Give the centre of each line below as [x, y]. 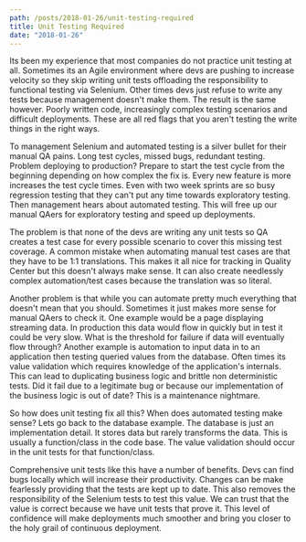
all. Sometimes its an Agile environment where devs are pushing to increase [152, 70]
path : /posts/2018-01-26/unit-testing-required [102, 18]
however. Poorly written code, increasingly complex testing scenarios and [148, 110]
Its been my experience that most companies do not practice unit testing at [151, 61]
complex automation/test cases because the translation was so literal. [141, 281]
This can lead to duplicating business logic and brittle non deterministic [144, 377]
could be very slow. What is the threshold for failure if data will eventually [147, 337]
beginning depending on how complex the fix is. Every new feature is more [150, 175]
